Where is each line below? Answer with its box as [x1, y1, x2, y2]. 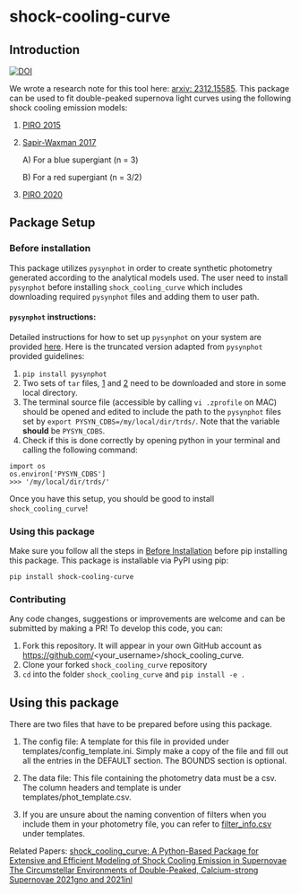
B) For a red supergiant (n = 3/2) [21, 172, 142, 182]
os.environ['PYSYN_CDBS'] [9, 469, 106, 478]
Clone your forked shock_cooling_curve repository [21, 660, 208, 670]
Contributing [9, 593, 66, 606]
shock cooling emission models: [9, 102, 128, 113]
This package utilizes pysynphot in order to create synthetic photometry [9, 262, 273, 273]
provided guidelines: [9, 350, 85, 361]
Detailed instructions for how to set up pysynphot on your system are [9, 331, 262, 342]
